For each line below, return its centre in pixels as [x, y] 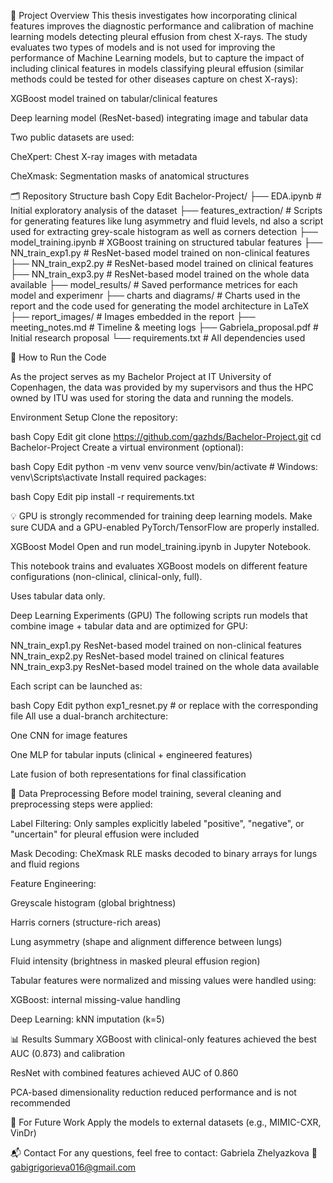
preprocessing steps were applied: [81, 804]
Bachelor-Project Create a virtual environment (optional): [127, 447]
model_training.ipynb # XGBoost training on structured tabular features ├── [166, 242]
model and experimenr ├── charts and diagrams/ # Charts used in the [155, 295]
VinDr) [23, 1133]
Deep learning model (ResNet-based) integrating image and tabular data [159, 118]
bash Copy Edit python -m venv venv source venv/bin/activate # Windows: [164, 466]
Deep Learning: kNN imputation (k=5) [87, 1019]
